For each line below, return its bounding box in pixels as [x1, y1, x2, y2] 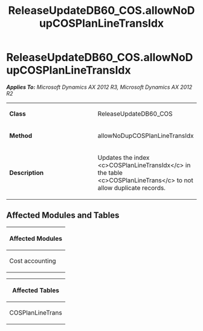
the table [97, 168, 123, 177]
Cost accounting [9, 257, 56, 265]
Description [9, 168, 44, 177]
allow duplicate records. [97, 183, 166, 192]
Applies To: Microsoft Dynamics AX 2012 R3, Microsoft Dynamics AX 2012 [6, 83, 193, 91]
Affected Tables [11, 286, 59, 294]
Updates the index [97, 153, 150, 162]
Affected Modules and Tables [6, 210, 120, 221]
